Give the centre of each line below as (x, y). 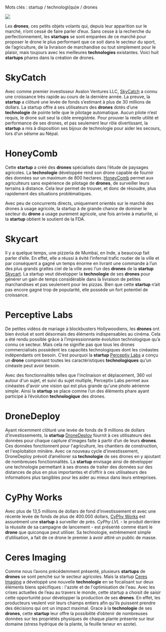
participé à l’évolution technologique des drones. (55, 396)
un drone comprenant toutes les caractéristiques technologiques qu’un (78, 360)
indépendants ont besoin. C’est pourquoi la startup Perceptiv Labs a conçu (82, 355)
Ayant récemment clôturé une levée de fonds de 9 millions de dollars (75, 430)
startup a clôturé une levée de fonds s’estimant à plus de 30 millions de (78, 102)
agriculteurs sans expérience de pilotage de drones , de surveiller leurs (77, 183)
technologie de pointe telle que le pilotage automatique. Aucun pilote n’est (81, 112)
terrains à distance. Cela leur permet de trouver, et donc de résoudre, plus (81, 188)
